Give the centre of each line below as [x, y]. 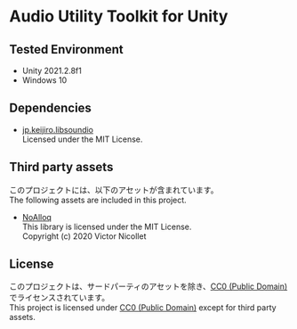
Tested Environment [67, 49]
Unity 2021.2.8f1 [52, 70]
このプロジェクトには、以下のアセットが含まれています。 [114, 190]
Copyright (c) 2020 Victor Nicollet [84, 236]
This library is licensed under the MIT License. [107, 226]
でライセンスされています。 [59, 298]
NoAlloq [36, 217]
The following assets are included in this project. [98, 200]
